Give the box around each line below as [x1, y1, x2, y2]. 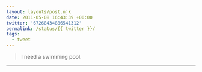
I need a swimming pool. [20, 53, 82, 60]
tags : [6, 31, 20, 37]
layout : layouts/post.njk [6, 8, 71, 15]
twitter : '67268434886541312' [6, 20, 82, 26]
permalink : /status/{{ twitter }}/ [6, 25, 96, 32]
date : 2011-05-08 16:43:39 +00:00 [6, 14, 93, 20]
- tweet [11, 37, 31, 43]
